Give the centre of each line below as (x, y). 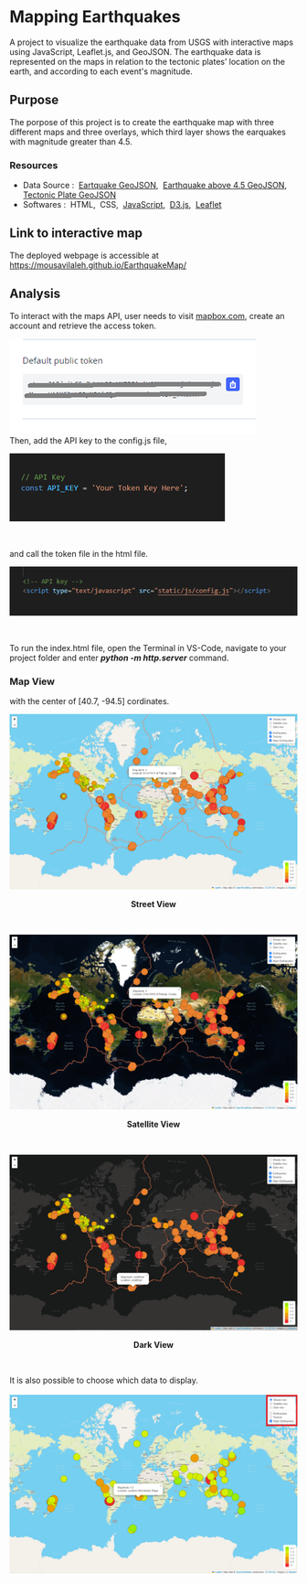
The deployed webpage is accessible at (85, 255)
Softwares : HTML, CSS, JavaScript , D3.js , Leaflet (122, 205)
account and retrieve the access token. (83, 326)
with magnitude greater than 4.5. (71, 141)
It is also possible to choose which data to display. (104, 1380)
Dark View (153, 1344)
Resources (34, 165)
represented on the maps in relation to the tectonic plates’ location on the (148, 61)
